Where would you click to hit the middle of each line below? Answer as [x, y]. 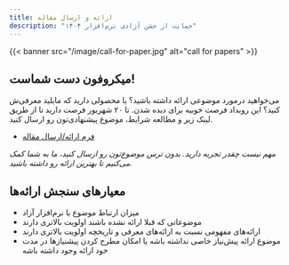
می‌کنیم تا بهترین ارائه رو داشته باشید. [71, 163]
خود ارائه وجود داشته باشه [65, 251]
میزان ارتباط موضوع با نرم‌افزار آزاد [80, 213]
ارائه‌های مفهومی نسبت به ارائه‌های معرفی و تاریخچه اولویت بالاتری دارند [141, 231]
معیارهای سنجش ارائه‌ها [68, 191]
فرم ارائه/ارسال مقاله [58, 137]
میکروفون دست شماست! [72, 79]
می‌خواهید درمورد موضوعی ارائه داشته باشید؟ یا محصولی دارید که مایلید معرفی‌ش [144, 100]
